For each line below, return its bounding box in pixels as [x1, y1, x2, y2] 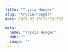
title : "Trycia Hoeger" [5, 7, 55, 12]
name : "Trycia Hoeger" [9, 30, 57, 35]
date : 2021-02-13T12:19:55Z [5, 16, 64, 21]
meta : [5, 25, 16, 30]
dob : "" [9, 35, 26, 40]
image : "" [9, 39, 30, 45]
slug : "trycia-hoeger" [5, 12, 52, 17]
